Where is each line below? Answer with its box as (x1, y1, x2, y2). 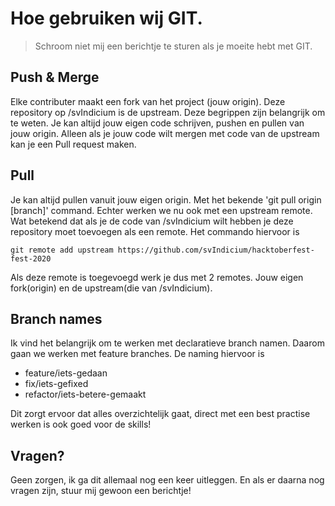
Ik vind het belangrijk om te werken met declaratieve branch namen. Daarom (10, 337, 325, 349)
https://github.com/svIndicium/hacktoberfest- (117, 245, 315, 255)
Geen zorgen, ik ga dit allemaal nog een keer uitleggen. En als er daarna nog (10, 474, 325, 486)
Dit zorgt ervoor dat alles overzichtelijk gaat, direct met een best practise (10, 408, 311, 420)
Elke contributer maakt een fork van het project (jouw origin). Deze (10, 95, 286, 107)
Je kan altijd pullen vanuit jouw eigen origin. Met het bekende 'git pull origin (10, 193, 322, 206)
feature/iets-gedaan (24, 367, 108, 379)
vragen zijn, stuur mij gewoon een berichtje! (10, 485, 192, 497)
